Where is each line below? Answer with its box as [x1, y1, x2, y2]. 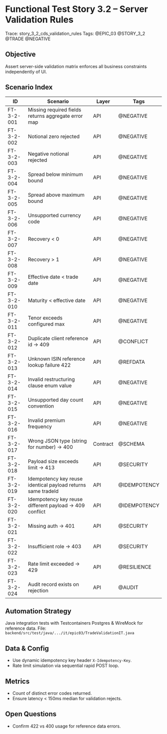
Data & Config [5, 644, 49, 652]
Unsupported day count [28, 396, 83, 403]
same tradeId [28, 488, 59, 494]
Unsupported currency [28, 212, 81, 219]
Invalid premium [28, 416, 66, 423]
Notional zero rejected [28, 133, 80, 140]
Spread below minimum [28, 170, 83, 177]
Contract [92, 440, 114, 447]
